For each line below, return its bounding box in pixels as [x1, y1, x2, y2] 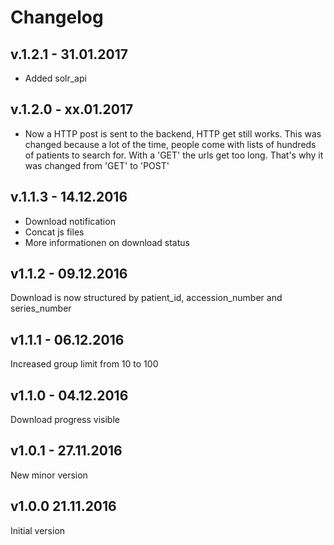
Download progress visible [10, 414, 120, 426]
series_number [10, 302, 72, 315]
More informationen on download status [24, 236, 190, 248]
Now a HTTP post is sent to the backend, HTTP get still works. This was [24, 127, 322, 140]
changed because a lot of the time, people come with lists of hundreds [24, 138, 317, 150]
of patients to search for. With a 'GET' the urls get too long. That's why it [24, 149, 324, 161]
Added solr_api [24, 72, 87, 84]
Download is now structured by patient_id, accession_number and [10, 292, 283, 304]
